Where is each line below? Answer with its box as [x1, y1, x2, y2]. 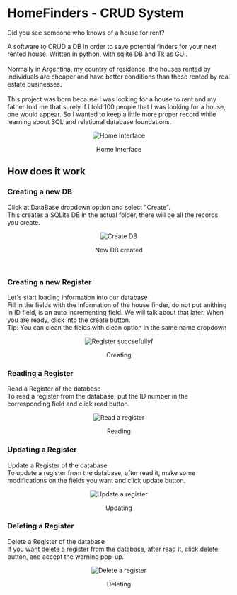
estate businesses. [7, 79, 62, 88]
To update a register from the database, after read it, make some [7, 468, 196, 477]
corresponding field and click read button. [7, 399, 130, 408]
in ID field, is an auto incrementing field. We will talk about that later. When [7, 308, 224, 316]
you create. [7, 218, 41, 226]
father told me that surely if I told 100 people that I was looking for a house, [7, 102, 226, 111]
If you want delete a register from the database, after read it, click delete [7, 545, 219, 553]
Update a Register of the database [7, 461, 108, 469]
